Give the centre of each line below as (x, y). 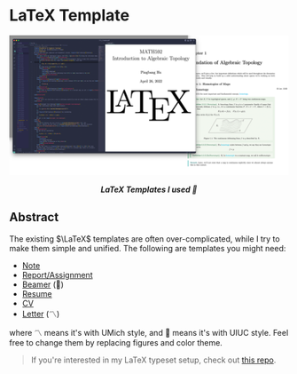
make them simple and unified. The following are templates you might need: (148, 248)
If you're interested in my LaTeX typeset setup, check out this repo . (153, 360)
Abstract (34, 217)
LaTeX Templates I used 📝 (149, 189)
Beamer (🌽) (43, 284)
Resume (37, 293)
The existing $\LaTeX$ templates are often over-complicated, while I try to (145, 239)
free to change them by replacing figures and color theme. (116, 342)
